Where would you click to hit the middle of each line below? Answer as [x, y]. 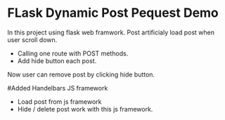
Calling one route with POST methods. [73, 53]
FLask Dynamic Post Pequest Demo [113, 13]
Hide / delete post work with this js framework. [85, 109]
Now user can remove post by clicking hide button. [81, 74]
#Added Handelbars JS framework [58, 88]
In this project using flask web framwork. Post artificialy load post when [111, 32]
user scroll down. [32, 39]
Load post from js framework [59, 101]
